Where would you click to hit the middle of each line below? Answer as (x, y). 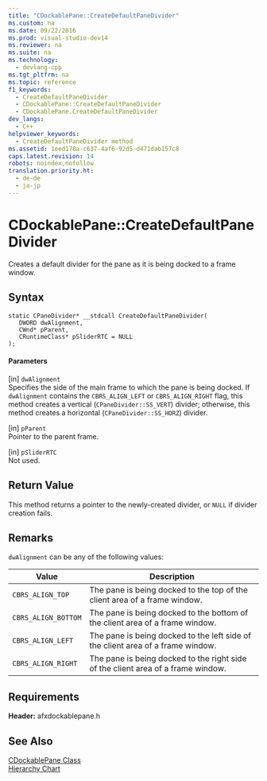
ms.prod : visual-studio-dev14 (58, 38)
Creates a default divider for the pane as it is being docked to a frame (122, 264)
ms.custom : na (32, 23)
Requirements (44, 697)
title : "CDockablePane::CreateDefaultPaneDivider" (94, 16)
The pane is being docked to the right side (168, 659)
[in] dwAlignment (35, 379)
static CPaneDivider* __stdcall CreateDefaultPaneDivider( (108, 316)
